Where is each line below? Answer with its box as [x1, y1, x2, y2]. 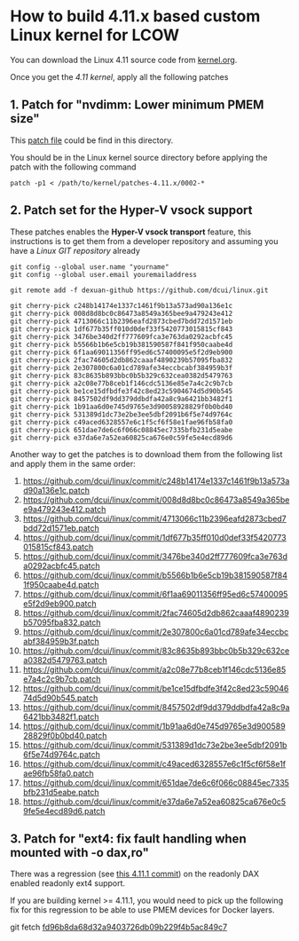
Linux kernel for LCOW [10, 25, 180, 45]
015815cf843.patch [22, 542, 94, 552]
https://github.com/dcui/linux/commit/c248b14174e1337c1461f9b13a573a [22, 475, 290, 486]
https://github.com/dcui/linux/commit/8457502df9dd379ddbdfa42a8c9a [22, 701, 290, 712]
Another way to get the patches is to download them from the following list [10, 448, 283, 459]
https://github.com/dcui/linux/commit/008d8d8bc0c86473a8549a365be [22, 494, 290, 505]
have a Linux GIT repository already [10, 245, 141, 256]
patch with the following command [10, 162, 137, 172]
